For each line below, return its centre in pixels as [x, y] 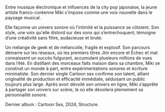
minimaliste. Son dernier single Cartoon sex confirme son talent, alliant [77, 74]
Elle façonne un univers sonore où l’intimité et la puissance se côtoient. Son [82, 27]
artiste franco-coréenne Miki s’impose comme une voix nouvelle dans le [79, 12]
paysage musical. [23, 18]
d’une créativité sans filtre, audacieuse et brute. [54, 38]
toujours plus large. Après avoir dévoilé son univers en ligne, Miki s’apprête [82, 84]
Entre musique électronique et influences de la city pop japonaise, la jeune [81, 7]
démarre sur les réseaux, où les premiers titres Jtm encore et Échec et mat [82, 53]
